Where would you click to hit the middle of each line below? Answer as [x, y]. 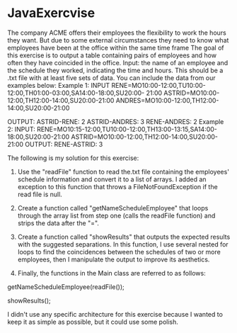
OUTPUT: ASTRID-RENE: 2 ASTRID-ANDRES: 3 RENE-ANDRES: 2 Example [116, 121]
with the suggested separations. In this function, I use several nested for [123, 244]
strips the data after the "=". [58, 223]
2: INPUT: [21, 129]
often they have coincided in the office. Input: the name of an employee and [118, 62]
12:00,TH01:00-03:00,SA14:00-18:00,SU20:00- [76, 93]
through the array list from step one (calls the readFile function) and [116, 215]
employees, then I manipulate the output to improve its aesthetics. [114, 259]
